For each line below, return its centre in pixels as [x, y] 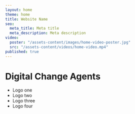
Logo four [22, 106]
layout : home [19, 10]
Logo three [24, 101]
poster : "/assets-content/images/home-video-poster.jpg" [70, 42]
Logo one [22, 90]
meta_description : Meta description [48, 33]
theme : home [17, 14]
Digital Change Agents [53, 76]
